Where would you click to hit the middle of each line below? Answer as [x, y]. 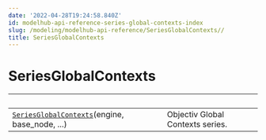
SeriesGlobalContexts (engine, [68, 115]
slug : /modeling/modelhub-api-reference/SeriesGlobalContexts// [116, 30]
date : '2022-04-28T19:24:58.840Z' [65, 15]
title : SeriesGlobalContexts [56, 37]
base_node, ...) [40, 124]
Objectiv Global [195, 115]
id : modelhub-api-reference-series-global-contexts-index [106, 23]
